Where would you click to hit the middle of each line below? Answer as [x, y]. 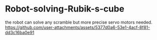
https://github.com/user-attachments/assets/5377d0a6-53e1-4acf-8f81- [78, 27]
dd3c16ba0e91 [20, 32]
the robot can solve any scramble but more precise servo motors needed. [79, 22]
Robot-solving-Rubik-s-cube [65, 9]
